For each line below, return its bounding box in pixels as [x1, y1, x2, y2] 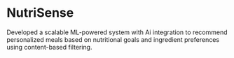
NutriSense [6, 5, 74, 21]
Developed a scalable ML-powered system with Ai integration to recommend [6, 28, 228, 36]
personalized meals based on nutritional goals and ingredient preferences [6, 35, 220, 43]
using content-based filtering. [6, 43, 92, 51]
